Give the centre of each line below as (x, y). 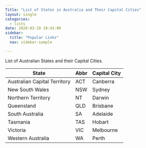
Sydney (101, 89)
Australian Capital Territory (39, 81)
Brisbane (103, 106)
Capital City (106, 73)
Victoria (17, 130)
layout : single (21, 14)
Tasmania (19, 122)
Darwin (100, 98)
